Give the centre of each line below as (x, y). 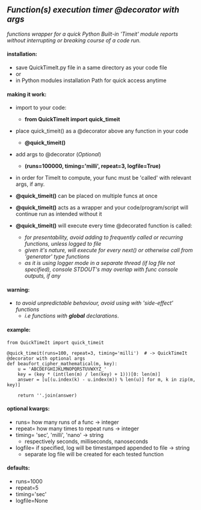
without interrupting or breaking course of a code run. (74, 40)
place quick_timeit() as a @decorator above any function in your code (102, 131)
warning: (18, 290)
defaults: (18, 468)
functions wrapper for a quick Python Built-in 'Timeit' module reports (92, 34)
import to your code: (41, 107)
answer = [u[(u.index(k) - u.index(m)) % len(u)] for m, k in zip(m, (107, 380)
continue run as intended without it (59, 214)
